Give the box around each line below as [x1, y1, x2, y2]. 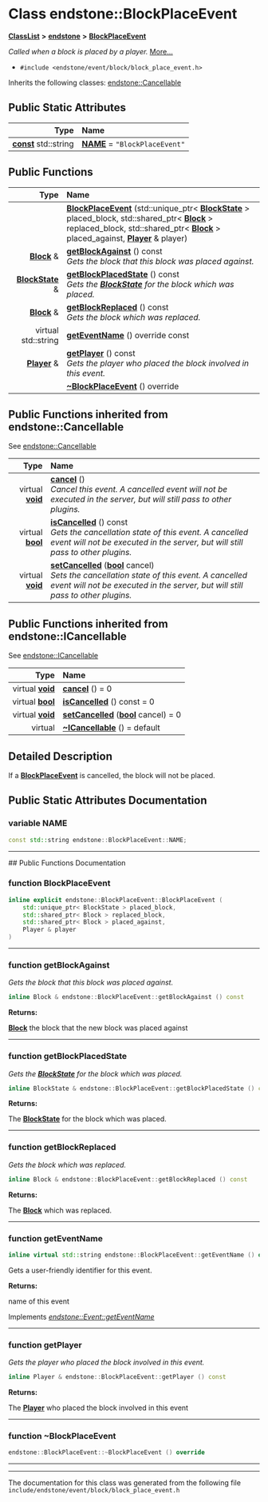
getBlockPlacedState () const [66, 269, 179, 280]
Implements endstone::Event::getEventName [8, 1312, 155, 1321]
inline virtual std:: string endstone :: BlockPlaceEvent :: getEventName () [8, 1251, 255, 1259]
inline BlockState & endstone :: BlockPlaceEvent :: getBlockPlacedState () [8, 1085, 255, 1093]
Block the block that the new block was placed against [8, 1023, 188, 1033]
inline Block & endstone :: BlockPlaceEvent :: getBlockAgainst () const [8, 993, 245, 1001]
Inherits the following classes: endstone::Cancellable [8, 78, 182, 87]
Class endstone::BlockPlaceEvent [8, 5, 238, 23]
